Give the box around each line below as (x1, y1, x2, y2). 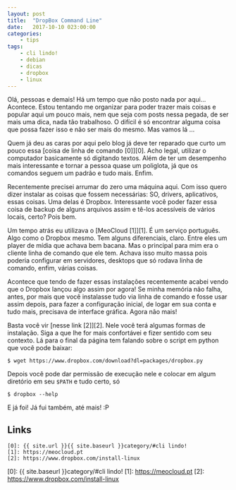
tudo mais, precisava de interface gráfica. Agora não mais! (7, 308, 178, 316)
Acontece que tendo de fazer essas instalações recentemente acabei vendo (7, 277, 229, 286)
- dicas (20, 63, 42, 70)
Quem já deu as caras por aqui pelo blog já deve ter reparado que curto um (7, 139, 226, 148)
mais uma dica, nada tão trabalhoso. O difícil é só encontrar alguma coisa (7, 118, 221, 126)
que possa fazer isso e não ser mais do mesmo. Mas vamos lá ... (7, 125, 195, 134)
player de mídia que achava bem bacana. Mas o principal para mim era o (7, 241, 218, 250)
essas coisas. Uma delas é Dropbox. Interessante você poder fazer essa (7, 198, 217, 206)
